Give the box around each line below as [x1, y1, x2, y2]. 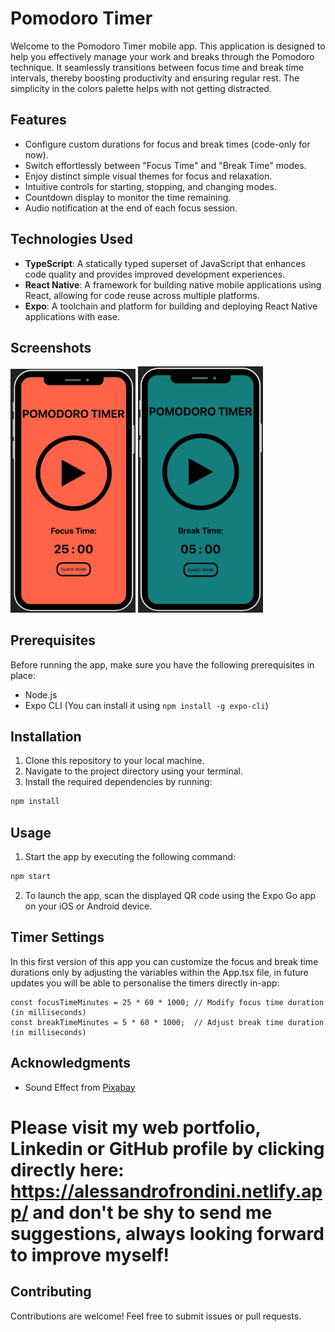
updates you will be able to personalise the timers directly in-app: [10, 977, 280, 989]
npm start [10, 872, 52, 882]
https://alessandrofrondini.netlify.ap [10, 1180, 323, 1202]
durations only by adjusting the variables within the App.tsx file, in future [10, 966, 309, 978]
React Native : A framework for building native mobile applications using [24, 278, 322, 291]
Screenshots [10, 339, 92, 356]
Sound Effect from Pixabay [24, 1081, 136, 1093]
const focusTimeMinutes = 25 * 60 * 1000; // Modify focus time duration [10, 997, 325, 1007]
